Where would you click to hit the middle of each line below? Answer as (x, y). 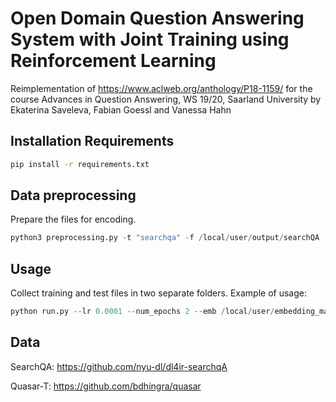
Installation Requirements (92, 141)
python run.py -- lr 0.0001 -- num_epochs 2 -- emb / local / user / (142, 312)
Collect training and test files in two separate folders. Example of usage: (158, 293)
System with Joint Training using (150, 39)
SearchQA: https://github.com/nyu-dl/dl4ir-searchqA (119, 366)
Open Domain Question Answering (157, 18)
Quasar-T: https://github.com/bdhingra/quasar (106, 386)
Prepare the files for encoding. (73, 219)
